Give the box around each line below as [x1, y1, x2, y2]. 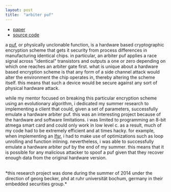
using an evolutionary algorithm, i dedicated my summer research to [5, 100, 149, 106]
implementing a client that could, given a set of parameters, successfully [5, 106, 158, 112]
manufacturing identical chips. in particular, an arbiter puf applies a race [5, 52, 157, 59]
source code [12, 32, 40, 38]
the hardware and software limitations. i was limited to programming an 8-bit [5, 116, 166, 123]
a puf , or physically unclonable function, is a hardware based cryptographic [5, 41, 164, 47]
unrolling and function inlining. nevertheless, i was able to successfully [5, 138, 154, 145]
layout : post [5, 7, 33, 13]
